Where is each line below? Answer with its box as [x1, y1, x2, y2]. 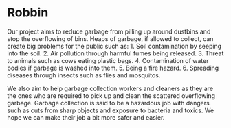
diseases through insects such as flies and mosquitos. [7, 71, 161, 79]
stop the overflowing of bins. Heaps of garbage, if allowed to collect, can [7, 34, 214, 42]
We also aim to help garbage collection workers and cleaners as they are [7, 84, 214, 92]
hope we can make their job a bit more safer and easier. [7, 113, 165, 121]
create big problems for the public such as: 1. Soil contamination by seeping [7, 42, 222, 50]
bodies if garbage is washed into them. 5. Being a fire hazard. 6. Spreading [7, 64, 219, 72]
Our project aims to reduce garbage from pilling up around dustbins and [7, 27, 211, 36]
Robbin [7, 5, 49, 21]
